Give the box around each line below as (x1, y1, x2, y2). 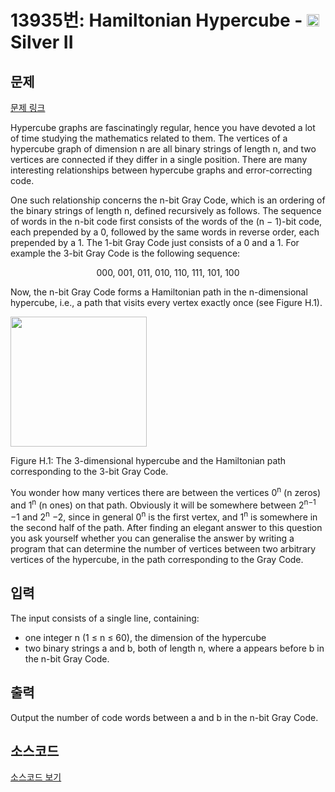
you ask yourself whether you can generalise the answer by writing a (10, 532, 295, 544)
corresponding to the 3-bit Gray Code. (10, 466, 169, 477)
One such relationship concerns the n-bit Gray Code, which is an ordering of (10, 194, 326, 206)
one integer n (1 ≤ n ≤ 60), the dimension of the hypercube (24, 631, 267, 643)
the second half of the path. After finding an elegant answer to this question (10, 521, 323, 533)
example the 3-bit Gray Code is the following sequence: (10, 247, 241, 259)
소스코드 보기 (10, 771, 62, 783)
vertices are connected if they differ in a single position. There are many (10, 154, 308, 165)
